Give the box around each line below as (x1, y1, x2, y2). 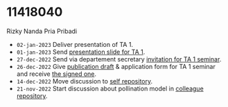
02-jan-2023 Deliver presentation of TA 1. (16, 40, 133, 48)
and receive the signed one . (16, 70, 97, 78)
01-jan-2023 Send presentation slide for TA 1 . (16, 48, 146, 56)
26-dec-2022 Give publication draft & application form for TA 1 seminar (16, 62, 216, 70)
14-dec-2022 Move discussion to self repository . (16, 77, 153, 85)
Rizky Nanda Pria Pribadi (6, 27, 78, 35)
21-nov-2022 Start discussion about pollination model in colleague (16, 84, 204, 93)
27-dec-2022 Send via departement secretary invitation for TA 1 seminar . (16, 55, 222, 63)
